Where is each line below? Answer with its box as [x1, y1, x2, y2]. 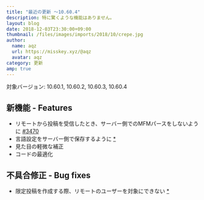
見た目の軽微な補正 [15, 143, 64, 150]
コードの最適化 [15, 151, 53, 158]
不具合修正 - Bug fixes [6, 170, 91, 180]
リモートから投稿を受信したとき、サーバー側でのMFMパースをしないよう [15, 120, 199, 127]
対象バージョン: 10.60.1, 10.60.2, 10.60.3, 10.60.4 [6, 83, 127, 90]
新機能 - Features [6, 102, 73, 113]
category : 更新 [6, 60, 43, 66]
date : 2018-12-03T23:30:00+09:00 [6, 26, 92, 32]
